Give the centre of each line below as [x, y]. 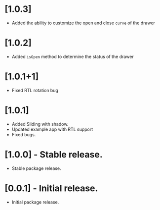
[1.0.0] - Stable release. [54, 154]
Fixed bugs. [24, 134]
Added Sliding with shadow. [40, 124]
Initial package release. [35, 202]
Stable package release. [36, 168]
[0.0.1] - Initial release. [51, 188]
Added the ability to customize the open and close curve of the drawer [83, 23]
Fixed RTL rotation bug [35, 90]
